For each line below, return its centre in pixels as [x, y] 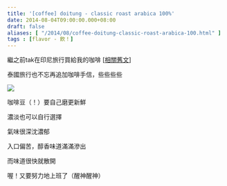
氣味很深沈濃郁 [28, 131]
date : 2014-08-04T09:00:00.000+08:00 [62, 20]
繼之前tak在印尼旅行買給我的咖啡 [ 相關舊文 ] [69, 60]
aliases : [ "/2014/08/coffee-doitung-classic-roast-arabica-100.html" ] [114, 33]
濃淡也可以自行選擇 [35, 117]
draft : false [26, 26]
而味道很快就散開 [31, 161]
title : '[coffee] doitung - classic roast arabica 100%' [91, 13]
